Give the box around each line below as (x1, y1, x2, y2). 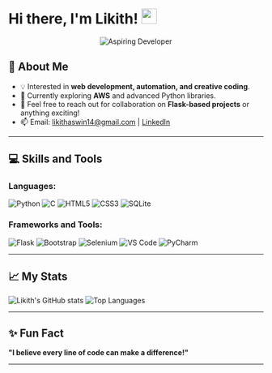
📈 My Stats (8, 270, 68, 284)
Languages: (8, 181, 57, 192)
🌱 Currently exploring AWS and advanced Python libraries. (19, 90, 216, 101)
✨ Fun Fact (8, 326, 65, 340)
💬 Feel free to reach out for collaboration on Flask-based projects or (19, 99, 249, 109)
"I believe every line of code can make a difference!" (8, 348, 189, 358)
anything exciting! (19, 108, 80, 118)
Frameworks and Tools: (8, 219, 103, 230)
